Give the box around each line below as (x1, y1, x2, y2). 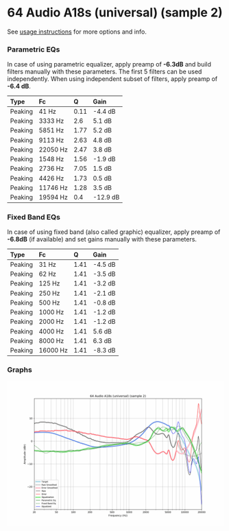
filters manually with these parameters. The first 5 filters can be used (7, 67, 202, 76)
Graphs (7, 365, 32, 375)
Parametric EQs (7, 45, 60, 54)
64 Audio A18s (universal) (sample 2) (7, 5, 223, 21)
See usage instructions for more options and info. (7, 27, 147, 36)
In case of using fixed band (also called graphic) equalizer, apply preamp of (7, 228, 221, 236)
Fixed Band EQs (7, 212, 60, 222)
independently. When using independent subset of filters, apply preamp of (7, 75, 218, 83)
